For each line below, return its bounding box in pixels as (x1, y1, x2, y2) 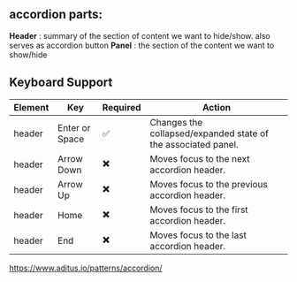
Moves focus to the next (149, 152, 250, 164)
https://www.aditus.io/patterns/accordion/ (9, 263, 163, 273)
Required (102, 101, 141, 113)
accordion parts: (9, 7, 103, 22)
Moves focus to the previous (149, 178, 268, 190)
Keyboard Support (9, 75, 113, 90)
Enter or (57, 121, 91, 133)
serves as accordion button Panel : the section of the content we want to (9, 40, 275, 50)
